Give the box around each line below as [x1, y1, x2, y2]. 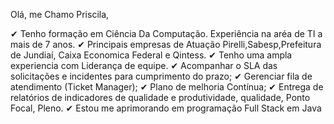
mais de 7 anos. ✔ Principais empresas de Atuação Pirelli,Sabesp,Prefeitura [10, 39, 322, 50]
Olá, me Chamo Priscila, [10, 9, 110, 20]
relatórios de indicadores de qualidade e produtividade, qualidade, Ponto [10, 92, 311, 103]
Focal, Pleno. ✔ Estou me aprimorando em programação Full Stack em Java [10, 102, 322, 114]
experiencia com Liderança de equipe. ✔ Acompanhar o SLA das [10, 60, 278, 71]
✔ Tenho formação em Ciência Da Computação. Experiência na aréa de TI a [10, 28, 323, 39]
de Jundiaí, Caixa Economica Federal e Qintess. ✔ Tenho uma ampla [10, 49, 293, 61]
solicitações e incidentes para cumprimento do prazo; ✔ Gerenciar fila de [10, 70, 313, 82]
